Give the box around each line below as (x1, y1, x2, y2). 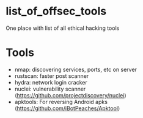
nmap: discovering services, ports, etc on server (14, 66, 137, 73)
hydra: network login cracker (14, 78, 87, 86)
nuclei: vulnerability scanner (14, 85, 86, 92)
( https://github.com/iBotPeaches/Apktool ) (14, 105, 120, 112)
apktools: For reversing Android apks (14, 98, 108, 105)
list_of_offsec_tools (5, 4, 107, 18)
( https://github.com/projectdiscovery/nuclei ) (14, 91, 127, 99)
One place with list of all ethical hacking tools (5, 24, 120, 32)
